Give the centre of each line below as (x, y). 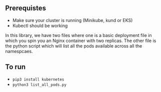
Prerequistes (26, 8)
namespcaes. (19, 51)
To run (15, 67)
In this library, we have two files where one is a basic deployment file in (78, 35)
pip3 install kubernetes (38, 79)
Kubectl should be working (40, 25)
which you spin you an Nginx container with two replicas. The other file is (81, 40)
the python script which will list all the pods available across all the (74, 46)
